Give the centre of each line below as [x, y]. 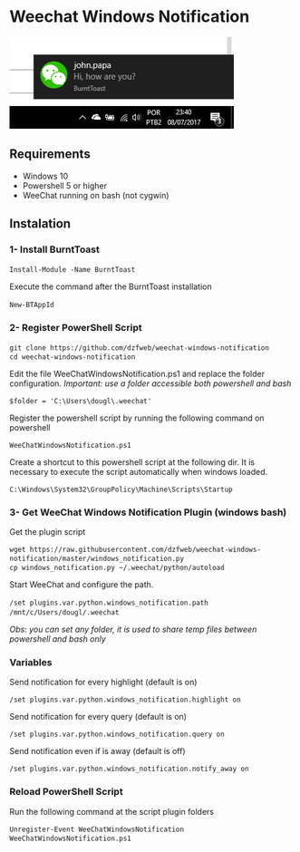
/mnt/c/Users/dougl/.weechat [64, 613]
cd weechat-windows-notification [73, 357]
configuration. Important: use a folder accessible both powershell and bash [150, 383]
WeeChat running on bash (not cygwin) [96, 195]
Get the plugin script [48, 532]
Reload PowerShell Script [67, 792]
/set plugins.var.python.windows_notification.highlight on [126, 700]
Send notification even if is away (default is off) [97, 751]
